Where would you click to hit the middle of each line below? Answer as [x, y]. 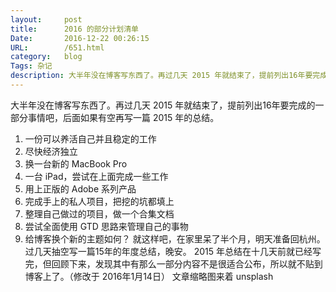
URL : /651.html [57, 47]
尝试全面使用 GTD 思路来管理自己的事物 [106, 226]
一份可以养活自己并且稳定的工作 [90, 138]
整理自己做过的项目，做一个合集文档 [99, 213]
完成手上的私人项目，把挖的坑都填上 [99, 201]
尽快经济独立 [51, 151]
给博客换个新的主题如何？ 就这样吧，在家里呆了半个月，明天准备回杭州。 [175, 238]
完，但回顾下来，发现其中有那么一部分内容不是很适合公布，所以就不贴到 [173, 263]
